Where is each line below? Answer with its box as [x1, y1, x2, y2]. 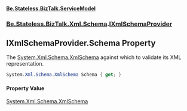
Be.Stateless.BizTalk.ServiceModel [6, 5, 96, 12]
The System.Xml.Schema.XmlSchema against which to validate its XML [6, 54, 182, 61]
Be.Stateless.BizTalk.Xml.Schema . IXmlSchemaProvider [6, 20, 172, 28]
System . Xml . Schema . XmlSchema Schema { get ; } [6, 72, 121, 78]
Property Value [6, 84, 45, 92]
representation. [6, 60, 44, 67]
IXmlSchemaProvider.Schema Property [6, 38, 156, 48]
